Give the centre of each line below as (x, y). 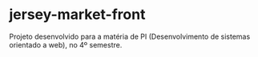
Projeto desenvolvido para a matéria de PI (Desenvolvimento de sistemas (130, 36)
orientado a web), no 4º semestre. (66, 44)
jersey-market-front (77, 15)
